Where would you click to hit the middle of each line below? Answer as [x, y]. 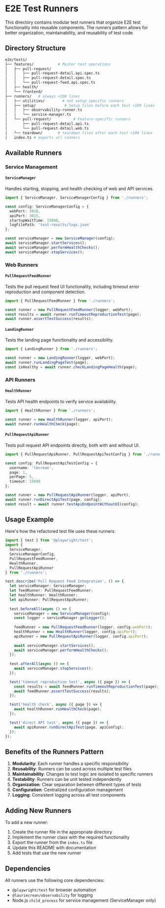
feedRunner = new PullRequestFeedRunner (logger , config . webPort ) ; [83, 627]
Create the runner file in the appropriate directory [62, 832]
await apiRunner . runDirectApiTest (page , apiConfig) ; [69, 727]
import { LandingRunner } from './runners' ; [51, 349]
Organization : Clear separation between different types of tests [77, 785]
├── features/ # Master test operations [58, 64]
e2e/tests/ [16, 60]
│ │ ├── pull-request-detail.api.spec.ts [52, 73]
